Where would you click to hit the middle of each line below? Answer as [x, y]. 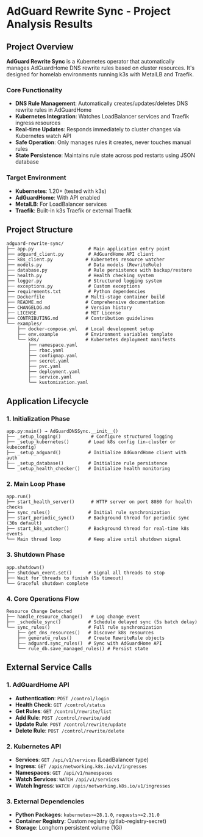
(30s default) [24, 523]
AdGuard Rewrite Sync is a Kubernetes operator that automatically [91, 61]
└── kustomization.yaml [58, 383]
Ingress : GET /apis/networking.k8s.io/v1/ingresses [81, 766]
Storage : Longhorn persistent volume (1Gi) [69, 828]
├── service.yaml [50, 377]
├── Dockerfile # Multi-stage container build [86, 297]
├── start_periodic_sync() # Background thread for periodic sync [98, 518]
